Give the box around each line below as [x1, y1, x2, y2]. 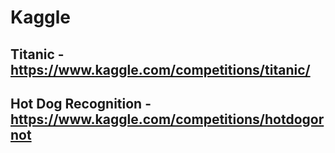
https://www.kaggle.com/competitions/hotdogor [10, 111, 325, 128]
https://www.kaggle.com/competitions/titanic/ [10, 61, 311, 78]
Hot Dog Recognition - [10, 95, 152, 112]
